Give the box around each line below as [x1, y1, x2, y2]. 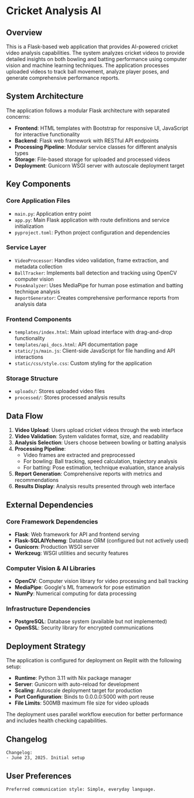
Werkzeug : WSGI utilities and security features [14, 549, 129, 556]
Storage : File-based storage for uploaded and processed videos [14, 156, 171, 163]
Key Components [6, 179, 71, 189]
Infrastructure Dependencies [6, 605, 91, 613]
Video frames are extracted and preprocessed [23, 451, 135, 459]
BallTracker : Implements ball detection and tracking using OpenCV [14, 269, 178, 276]
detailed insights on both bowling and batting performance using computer [6, 56, 188, 62]
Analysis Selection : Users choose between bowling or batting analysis [14, 439, 186, 446]
